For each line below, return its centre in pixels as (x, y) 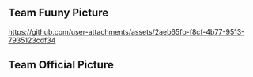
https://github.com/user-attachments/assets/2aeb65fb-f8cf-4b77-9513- (126, 31)
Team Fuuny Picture (59, 13)
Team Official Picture (61, 65)
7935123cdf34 (32, 40)
